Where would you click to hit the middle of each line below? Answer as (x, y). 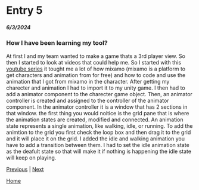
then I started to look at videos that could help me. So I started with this (94, 62)
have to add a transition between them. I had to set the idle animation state (98, 145)
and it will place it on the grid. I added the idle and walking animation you (95, 139)
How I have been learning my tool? (57, 43)
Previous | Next (25, 169)
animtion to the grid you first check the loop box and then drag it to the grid (99, 132)
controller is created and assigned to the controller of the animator (88, 100)
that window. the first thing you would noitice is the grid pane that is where (98, 113)
